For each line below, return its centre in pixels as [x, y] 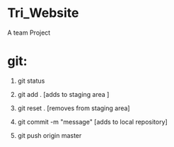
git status [31, 81]
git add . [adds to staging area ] [63, 94]
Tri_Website [43, 13]
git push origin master [50, 135]
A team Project [29, 33]
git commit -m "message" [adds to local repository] [92, 122]
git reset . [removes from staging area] [74, 108]
